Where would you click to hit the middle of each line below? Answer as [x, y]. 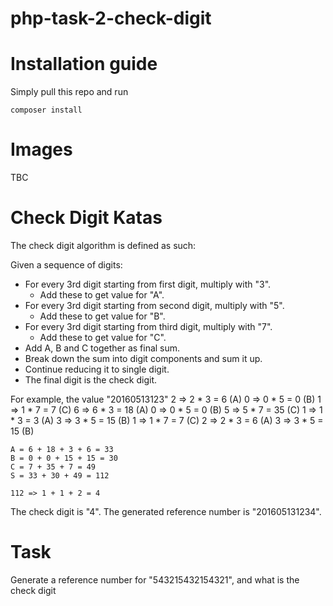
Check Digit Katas [86, 218]
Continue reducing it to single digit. [97, 369]
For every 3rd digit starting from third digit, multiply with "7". [148, 326]
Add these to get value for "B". [102, 316]
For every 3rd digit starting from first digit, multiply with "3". [148, 284]
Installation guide [84, 64]
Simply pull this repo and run [69, 92]
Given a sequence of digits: [66, 265]
